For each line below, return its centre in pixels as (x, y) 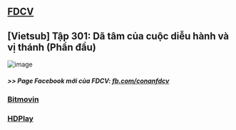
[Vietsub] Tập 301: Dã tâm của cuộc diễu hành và (118, 36)
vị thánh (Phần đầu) (52, 47)
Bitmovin (23, 99)
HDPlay (21, 119)
